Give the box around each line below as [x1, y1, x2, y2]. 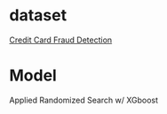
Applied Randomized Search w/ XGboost [9, 95, 158, 105]
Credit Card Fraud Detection [9, 34, 113, 45]
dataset [9, 5, 68, 26]
